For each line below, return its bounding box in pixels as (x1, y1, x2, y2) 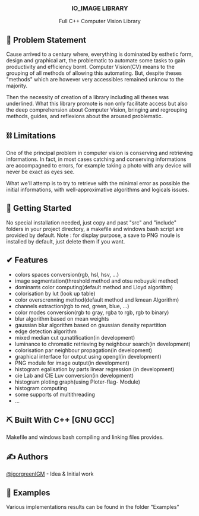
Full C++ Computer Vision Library (59, 18, 141, 25)
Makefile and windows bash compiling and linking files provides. (6, 433, 164, 441)
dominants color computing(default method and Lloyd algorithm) (14, 283, 173, 290)
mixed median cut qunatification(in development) (14, 334, 135, 341)
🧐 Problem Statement (6, 34, 87, 45)
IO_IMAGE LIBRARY (71, 4, 129, 12)
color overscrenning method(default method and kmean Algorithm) (14, 296, 179, 303)
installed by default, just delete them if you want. (6, 238, 125, 245)
